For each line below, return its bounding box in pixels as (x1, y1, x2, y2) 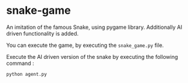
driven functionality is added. (6, 29, 79, 37)
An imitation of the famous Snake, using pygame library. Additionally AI (6, 23, 183, 31)
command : (6, 60, 34, 67)
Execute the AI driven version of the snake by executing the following (6, 53, 178, 60)
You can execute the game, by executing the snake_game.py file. (6, 41, 164, 49)
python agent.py (6, 71, 47, 77)
